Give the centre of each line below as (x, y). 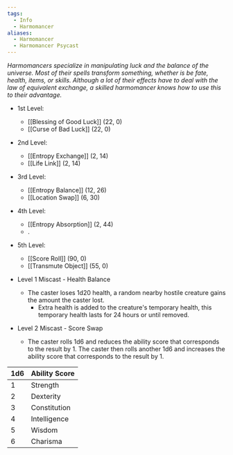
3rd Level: (32, 177)
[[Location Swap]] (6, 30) (64, 197)
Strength (45, 385)
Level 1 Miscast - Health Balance (64, 279)
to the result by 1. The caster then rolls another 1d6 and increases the (126, 349)
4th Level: (32, 211)
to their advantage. (35, 95)
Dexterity (46, 396)
